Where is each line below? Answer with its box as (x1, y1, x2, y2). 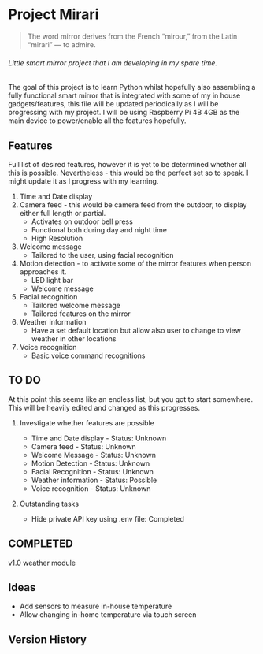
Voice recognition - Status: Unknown (31, 483, 151, 493)
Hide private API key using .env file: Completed (31, 514, 185, 523)
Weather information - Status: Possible (31, 475, 157, 485)
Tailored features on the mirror (31, 309, 131, 318)
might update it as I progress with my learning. (8, 176, 159, 186)
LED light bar (31, 275, 73, 284)
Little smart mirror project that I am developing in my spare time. (8, 58, 218, 68)
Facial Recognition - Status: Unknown (31, 466, 154, 476)
